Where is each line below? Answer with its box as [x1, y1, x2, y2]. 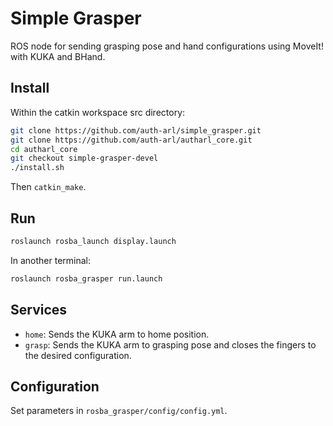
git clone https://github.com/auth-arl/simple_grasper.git [10, 125, 262, 136]
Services [10, 302, 68, 319]
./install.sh [10, 163, 65, 173]
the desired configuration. [24, 349, 132, 361]
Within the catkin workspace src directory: [10, 106, 186, 118]
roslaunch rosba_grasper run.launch [10, 273, 163, 284]
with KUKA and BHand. [10, 50, 106, 62]
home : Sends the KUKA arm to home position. [24, 328, 210, 340]
